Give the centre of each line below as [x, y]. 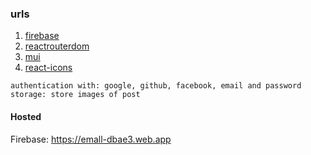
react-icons [48, 68]
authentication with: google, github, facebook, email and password [156, 86]
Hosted [26, 116]
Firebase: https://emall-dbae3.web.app [91, 139]
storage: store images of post [75, 95]
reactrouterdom [57, 46]
